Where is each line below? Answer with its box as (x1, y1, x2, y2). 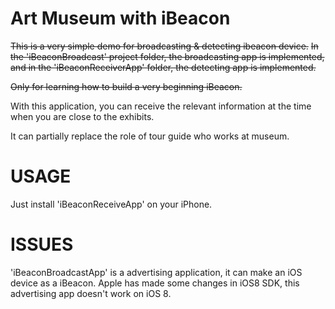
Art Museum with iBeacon (10, 7, 231, 30)
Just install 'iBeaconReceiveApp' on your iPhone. (10, 198, 213, 210)
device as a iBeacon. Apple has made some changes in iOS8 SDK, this (10, 277, 300, 289)
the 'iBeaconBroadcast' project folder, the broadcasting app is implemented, (10, 50, 325, 62)
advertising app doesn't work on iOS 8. (10, 287, 172, 299)
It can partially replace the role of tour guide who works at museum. (10, 130, 290, 142)
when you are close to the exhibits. (10, 110, 155, 122)
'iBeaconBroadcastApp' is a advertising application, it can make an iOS (10, 266, 303, 278)
